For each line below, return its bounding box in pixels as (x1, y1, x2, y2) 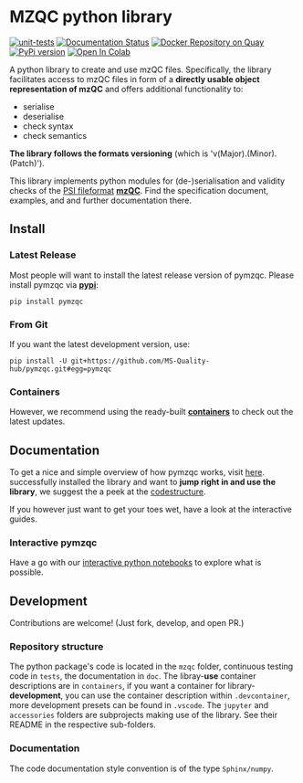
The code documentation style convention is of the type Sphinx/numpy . (9, 763, 274, 774)
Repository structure (9, 640, 104, 653)
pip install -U (9, 356, 68, 365)
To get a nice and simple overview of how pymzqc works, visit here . (9, 467, 265, 478)
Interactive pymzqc (9, 536, 98, 549)
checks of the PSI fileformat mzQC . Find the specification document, (9, 185, 269, 196)
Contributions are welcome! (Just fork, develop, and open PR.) (9, 618, 245, 629)
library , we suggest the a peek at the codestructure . (9, 486, 206, 497)
